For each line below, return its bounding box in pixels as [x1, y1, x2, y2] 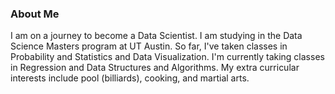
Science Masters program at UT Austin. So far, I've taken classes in [10, 40, 288, 52]
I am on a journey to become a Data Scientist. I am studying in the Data [10, 30, 303, 42]
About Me [10, 7, 60, 21]
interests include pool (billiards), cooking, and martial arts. [10, 72, 250, 84]
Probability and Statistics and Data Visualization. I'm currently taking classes [10, 51, 325, 63]
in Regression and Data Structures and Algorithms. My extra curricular [10, 62, 300, 74]
